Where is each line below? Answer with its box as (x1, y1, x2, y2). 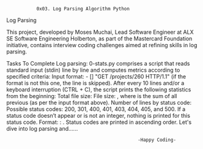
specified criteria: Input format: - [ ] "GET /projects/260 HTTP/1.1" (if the (6, 73, 186, 80)
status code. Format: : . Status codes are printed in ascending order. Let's (6, 118, 192, 126)
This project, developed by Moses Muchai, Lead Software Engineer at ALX (6, 28, 194, 36)
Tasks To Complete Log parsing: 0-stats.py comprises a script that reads (6, 60, 190, 67)
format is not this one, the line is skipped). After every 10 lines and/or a (6, 80, 185, 86)
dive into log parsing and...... (6, 125, 78, 132)
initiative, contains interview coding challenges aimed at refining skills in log (6, 42, 197, 48)
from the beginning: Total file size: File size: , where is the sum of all (6, 93, 177, 99)
